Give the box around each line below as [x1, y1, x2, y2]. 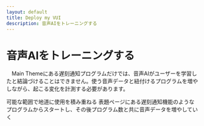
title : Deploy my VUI [6, 15, 62, 21]
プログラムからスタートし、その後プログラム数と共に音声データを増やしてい [6, 106, 198, 113]
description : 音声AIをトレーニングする [6, 20, 97, 26]
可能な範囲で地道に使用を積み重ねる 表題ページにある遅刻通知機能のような [6, 98, 195, 106]
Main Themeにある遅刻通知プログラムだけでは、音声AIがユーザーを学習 [11, 70, 192, 77]
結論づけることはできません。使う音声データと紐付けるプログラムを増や [16, 78, 199, 85]
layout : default [6, 9, 47, 15]
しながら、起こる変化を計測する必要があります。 [6, 85, 129, 92]
